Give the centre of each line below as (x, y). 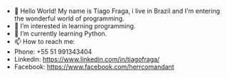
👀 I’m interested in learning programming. (75, 26)
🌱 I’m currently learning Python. (60, 33)
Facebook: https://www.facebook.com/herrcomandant (94, 67)
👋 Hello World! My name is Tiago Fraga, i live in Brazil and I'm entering (117, 11)
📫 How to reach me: (44, 41)
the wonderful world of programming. (69, 18)
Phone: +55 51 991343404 (53, 52)
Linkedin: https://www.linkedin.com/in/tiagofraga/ (87, 59)
